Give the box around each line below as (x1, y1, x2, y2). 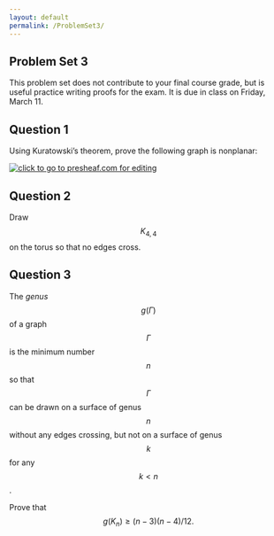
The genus (9, 291, 49, 301)
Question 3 (9, 268, 72, 283)
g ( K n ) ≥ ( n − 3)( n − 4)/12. (103, 516, 194, 528)
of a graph (9, 318, 47, 329)
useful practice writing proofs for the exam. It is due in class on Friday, (9, 87, 266, 97)
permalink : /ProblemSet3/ (9, 21, 104, 30)
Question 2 (9, 188, 72, 204)
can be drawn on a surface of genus (9, 401, 141, 412)
